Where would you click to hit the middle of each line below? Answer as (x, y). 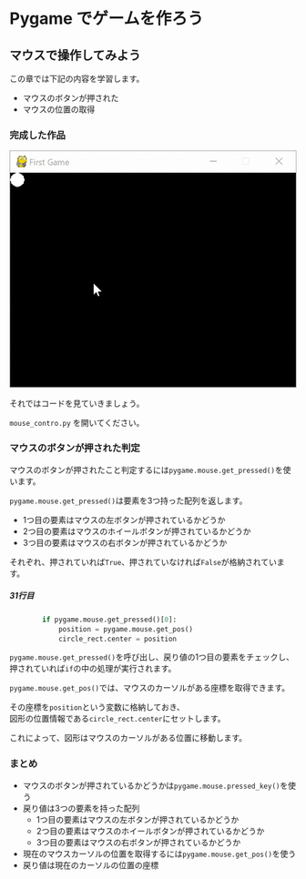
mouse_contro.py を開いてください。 (77, 422)
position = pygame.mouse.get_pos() (126, 629)
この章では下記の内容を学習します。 (77, 79)
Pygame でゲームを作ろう (107, 19)
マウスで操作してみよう (75, 55)
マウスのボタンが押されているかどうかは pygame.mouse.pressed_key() (151, 785)
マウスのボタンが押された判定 (75, 449)
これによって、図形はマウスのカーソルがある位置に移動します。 (128, 738)
